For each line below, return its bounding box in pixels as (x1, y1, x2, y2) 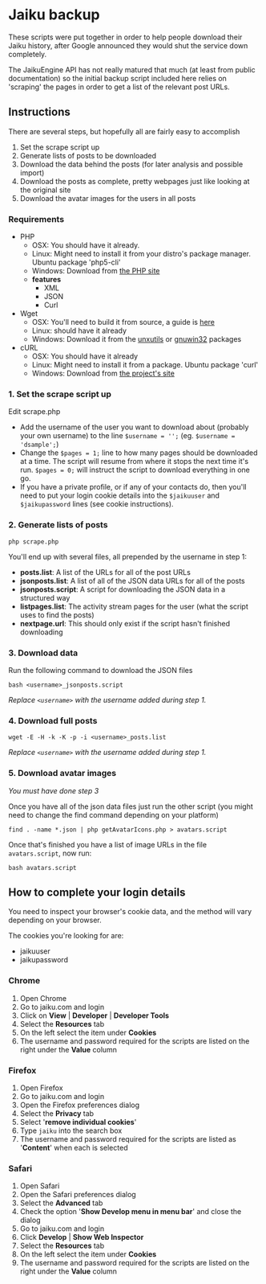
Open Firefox (19, 1083, 63, 1093)
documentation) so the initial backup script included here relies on (8, 73, 227, 83)
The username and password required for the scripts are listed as (19, 1134, 236, 1143)
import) (19, 167, 45, 178)
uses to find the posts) (19, 609, 95, 620)
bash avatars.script (8, 864, 78, 872)
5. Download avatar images (8, 768, 117, 779)
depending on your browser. (8, 915, 102, 925)
